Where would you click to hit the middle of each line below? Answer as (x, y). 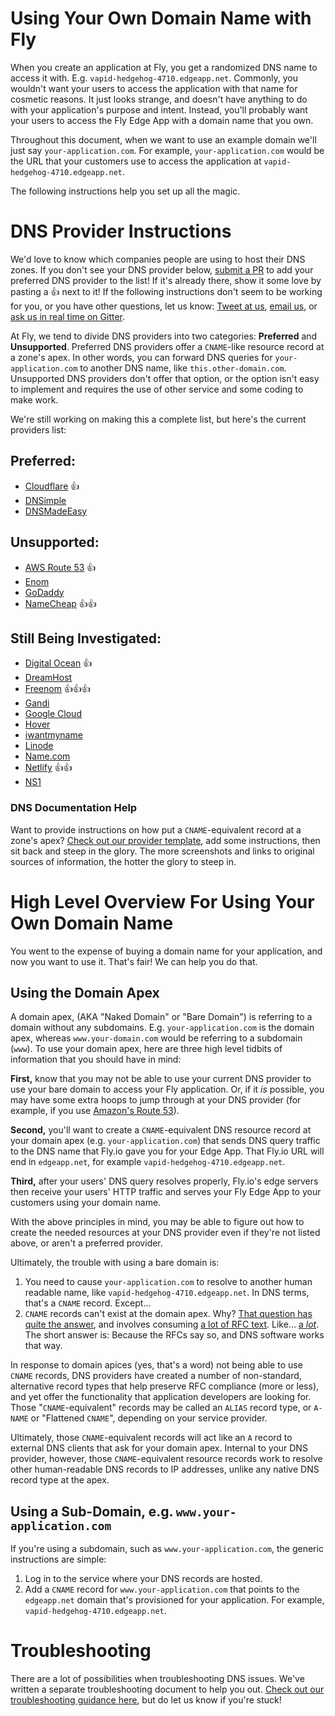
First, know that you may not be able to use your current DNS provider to (161, 1079)
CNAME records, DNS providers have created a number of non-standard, (156, 1376)
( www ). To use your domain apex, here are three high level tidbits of (146, 1049)
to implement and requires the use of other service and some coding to (157, 389)
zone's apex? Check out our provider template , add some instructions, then (165, 840)
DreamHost (48, 678)
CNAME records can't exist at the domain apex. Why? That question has (168, 1314)
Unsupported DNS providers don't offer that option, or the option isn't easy (165, 378)
